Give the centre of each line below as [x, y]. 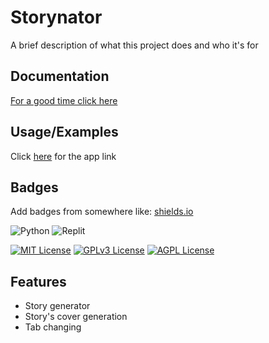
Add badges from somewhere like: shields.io [102, 212]
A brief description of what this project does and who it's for [134, 45]
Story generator [57, 306]
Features [38, 281]
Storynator [56, 17]
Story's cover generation [76, 317]
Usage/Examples [64, 132]
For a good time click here [64, 100]
